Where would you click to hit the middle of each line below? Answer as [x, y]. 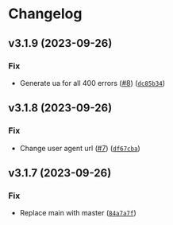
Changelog [45, 14]
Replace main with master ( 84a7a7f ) [78, 213]
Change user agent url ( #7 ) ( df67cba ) [80, 148]
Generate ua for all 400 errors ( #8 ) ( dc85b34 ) [92, 83]
